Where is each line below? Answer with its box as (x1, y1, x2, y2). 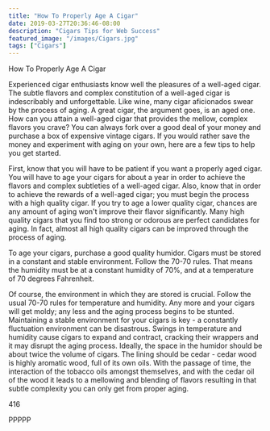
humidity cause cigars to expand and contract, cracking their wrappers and (8, 333, 260, 342)
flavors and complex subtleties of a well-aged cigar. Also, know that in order (8, 181, 262, 190)
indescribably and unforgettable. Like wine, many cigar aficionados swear (8, 97, 254, 107)
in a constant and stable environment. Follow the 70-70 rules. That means (8, 257, 253, 266)
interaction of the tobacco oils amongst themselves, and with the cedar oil (8, 366, 255, 376)
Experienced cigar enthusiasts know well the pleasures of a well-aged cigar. (8, 80, 262, 90)
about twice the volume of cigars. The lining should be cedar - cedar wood (8, 349, 257, 359)
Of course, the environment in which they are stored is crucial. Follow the (8, 290, 251, 299)
